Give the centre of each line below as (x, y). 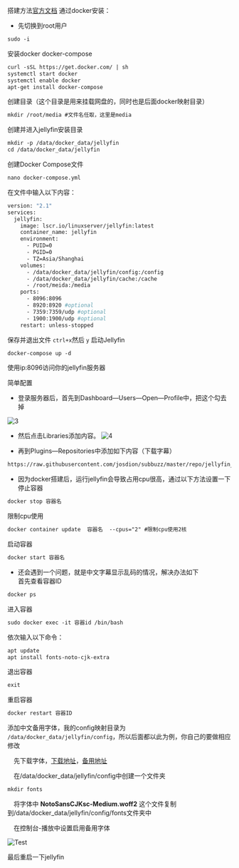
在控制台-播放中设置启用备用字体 (62, 828)
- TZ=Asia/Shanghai (55, 259)
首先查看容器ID (39, 581)
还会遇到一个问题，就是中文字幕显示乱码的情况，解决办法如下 (108, 572)
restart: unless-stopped (57, 325)
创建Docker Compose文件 (46, 164)
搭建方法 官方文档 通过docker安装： (59, 10)
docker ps (22, 594)
